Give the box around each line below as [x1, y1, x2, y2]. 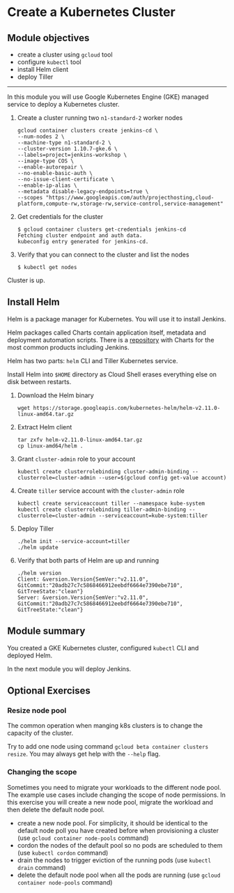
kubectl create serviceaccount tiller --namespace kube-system [17, 500, 205, 507]
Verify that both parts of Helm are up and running [17, 556, 159, 565]
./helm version [17, 570, 62, 577]
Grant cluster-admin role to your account [17, 455, 136, 463]
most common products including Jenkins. [7, 343, 130, 351]
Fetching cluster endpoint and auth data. [17, 232, 143, 239]
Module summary [7, 625, 86, 637]
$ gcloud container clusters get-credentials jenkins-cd [17, 226, 187, 233]
